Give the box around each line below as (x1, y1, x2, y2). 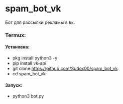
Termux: (5, 32, 26, 39)
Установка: (5, 44, 30, 50)
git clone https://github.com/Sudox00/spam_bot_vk (12, 65, 118, 72)
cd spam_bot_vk (12, 71, 46, 77)
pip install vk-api (12, 60, 46, 66)
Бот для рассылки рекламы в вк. (5, 19, 75, 25)
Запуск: (5, 82, 22, 88)
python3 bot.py (12, 93, 44, 99)
